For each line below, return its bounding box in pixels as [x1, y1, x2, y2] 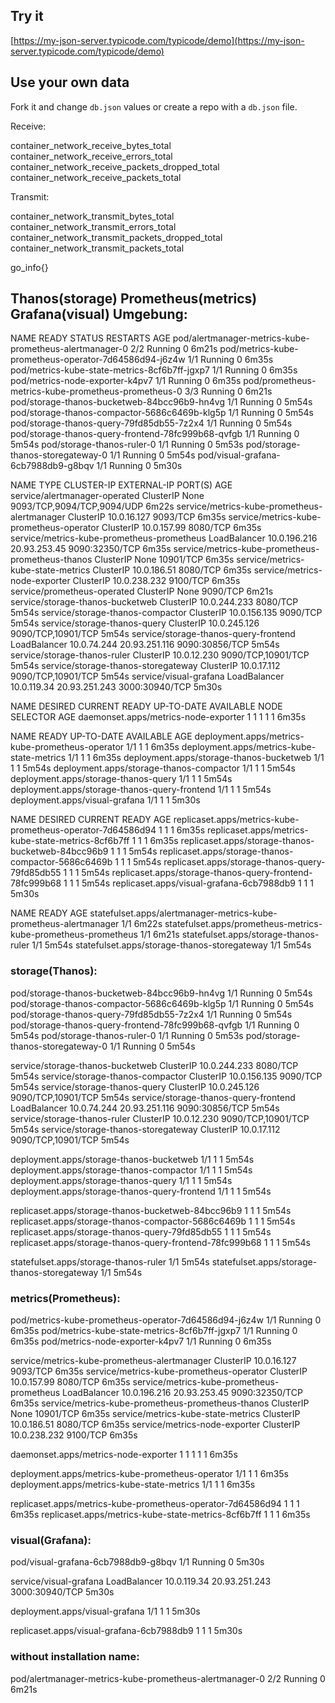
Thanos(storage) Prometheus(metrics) [10, 290, 258, 308]
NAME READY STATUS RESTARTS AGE [10, 332, 171, 344]
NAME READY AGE [10, 907, 88, 919]
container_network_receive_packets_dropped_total [10, 160, 220, 173]
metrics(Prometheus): [10, 1291, 121, 1305]
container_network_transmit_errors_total [10, 220, 177, 233]
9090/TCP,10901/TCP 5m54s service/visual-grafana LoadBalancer [10, 670, 285, 683]
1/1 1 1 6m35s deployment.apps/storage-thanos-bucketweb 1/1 [68, 752, 325, 764]
